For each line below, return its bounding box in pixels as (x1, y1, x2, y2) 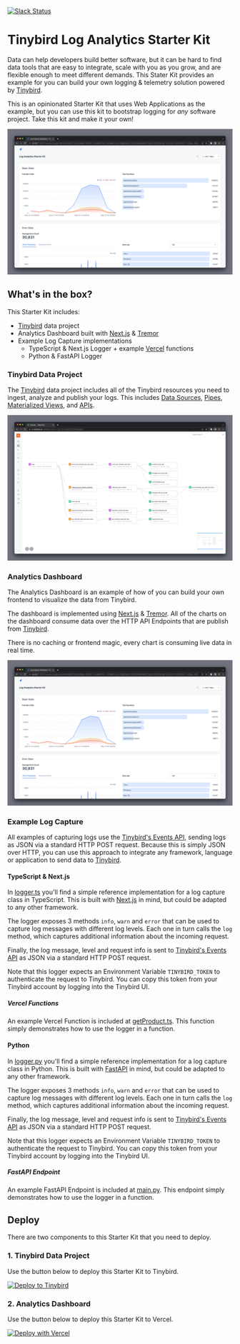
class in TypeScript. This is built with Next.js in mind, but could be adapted (7, 896, 227, 904)
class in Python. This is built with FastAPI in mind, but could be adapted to (7, 1064, 225, 1073)
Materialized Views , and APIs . (7, 401, 95, 409)
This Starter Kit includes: (7, 307, 80, 316)
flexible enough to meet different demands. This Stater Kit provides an (7, 70, 214, 79)
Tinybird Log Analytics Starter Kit (7, 32, 211, 48)
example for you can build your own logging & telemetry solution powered (7, 78, 225, 86)
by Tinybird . (7, 86, 43, 94)
